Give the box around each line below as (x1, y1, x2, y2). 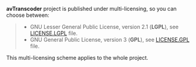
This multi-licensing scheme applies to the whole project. (6, 54, 149, 61)
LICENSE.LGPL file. (30, 30, 78, 37)
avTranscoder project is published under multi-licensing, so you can (6, 5, 177, 12)
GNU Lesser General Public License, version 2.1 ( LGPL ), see (30, 24, 179, 30)
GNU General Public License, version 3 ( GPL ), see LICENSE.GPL (30, 36, 190, 43)
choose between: (6, 11, 49, 19)
